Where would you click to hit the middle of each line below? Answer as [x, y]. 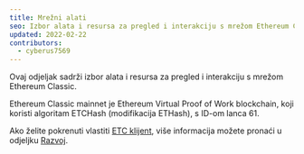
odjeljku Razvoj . [39, 140]
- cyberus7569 [44, 51]
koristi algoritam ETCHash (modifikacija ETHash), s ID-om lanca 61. [134, 113]
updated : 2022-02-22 [48, 34]
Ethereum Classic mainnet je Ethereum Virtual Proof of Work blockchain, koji [152, 104]
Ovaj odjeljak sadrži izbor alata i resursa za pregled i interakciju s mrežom [146, 77]
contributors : [36, 43]
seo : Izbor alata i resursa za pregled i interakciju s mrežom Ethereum [149, 26]
